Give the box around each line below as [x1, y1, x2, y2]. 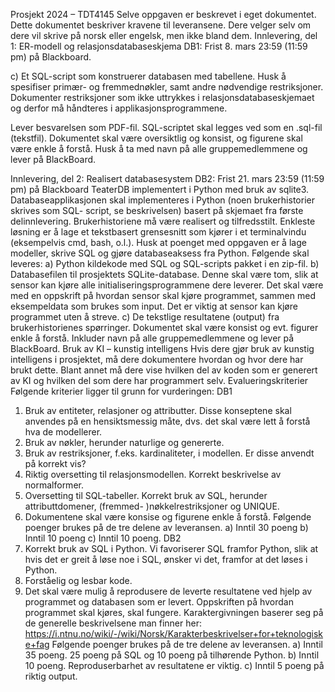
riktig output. [24, 670, 78, 682]
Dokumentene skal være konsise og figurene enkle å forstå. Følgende [24, 511, 312, 523]
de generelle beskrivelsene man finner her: [24, 617, 202, 629]
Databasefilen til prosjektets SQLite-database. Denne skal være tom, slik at [10, 269, 319, 280]
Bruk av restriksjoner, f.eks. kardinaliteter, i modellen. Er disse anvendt [24, 447, 315, 459]
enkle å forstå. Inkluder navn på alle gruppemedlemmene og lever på [10, 332, 295, 344]
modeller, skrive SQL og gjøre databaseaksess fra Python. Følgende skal [10, 247, 310, 259]
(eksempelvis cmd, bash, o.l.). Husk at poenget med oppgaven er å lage [10, 237, 307, 248]
